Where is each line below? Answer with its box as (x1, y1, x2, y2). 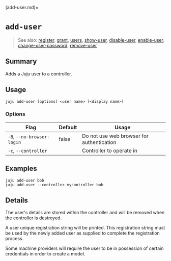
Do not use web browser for (82, 132, 149, 139)
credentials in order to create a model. (5, 251, 85, 257)
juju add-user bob (5, 178, 44, 183)
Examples (5, 164, 37, 173)
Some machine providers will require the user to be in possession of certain (5, 245, 164, 251)
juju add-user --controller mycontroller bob (5, 182, 103, 187)
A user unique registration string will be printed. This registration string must (5, 225, 165, 231)
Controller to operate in (82, 147, 137, 154)
